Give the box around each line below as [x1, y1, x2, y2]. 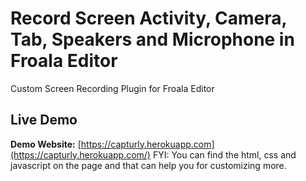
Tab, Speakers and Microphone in [10, 28, 295, 51]
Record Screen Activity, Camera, [10, 7, 288, 30]
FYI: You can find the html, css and [152, 148, 297, 161]
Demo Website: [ [10, 138, 82, 150]
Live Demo [10, 112, 78, 129]
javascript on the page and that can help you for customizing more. [10, 159, 287, 171]
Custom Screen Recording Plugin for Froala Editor [10, 82, 215, 94]
